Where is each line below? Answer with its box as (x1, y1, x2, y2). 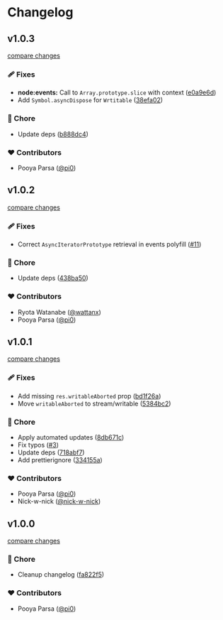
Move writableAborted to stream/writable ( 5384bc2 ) (17, 399, 171, 408)
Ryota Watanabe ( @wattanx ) (17, 308, 101, 316)
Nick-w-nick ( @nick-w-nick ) (17, 497, 101, 506)
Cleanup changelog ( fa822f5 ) (17, 570, 105, 579)
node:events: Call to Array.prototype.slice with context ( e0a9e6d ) (17, 88, 217, 97)
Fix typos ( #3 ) (17, 441, 59, 449)
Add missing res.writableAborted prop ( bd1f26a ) (17, 391, 161, 400)
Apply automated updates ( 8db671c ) (17, 433, 125, 441)
